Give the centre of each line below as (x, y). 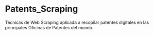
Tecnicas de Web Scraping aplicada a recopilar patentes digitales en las (77, 22)
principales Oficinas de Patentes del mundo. (49, 27)
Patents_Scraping (42, 9)
